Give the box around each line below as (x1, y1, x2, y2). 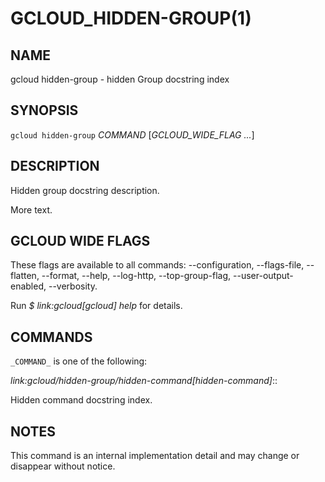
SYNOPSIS (10, 102, 79, 119)
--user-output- (233, 270, 294, 282)
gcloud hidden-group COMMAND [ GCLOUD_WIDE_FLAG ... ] (10, 128, 255, 141)
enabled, (10, 280, 47, 292)
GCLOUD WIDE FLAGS (10, 233, 151, 250)
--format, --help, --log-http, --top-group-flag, (41, 270, 232, 282)
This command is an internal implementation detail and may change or (10, 450, 300, 462)
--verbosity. (48, 280, 98, 292)
